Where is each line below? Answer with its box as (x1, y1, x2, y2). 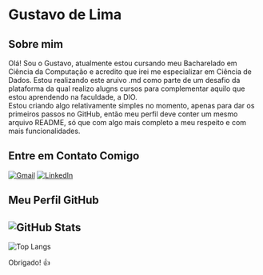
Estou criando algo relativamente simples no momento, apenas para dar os (8, 101, 255, 110)
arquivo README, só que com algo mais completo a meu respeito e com (8, 118, 246, 127)
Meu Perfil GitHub (8, 194, 100, 207)
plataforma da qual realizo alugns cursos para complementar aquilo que (8, 84, 245, 93)
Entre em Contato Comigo (8, 149, 140, 163)
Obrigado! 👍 (8, 257, 50, 268)
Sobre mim (8, 37, 64, 51)
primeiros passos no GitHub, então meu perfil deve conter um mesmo (8, 109, 238, 119)
